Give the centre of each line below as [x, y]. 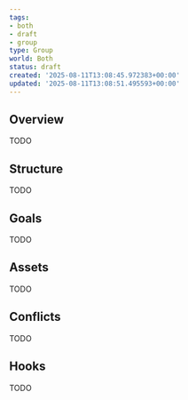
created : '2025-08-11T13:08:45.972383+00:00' [94, 76]
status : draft [35, 68]
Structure [36, 168]
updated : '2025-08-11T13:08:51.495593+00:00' [94, 84]
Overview [37, 120]
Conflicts [35, 317]
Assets [29, 268]
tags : [19, 17]
